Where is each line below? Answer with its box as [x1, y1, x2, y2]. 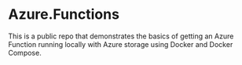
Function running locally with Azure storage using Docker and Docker [8, 39, 233, 49]
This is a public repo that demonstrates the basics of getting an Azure [8, 31, 234, 41]
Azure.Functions [8, 5, 120, 23]
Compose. [8, 48, 42, 57]
